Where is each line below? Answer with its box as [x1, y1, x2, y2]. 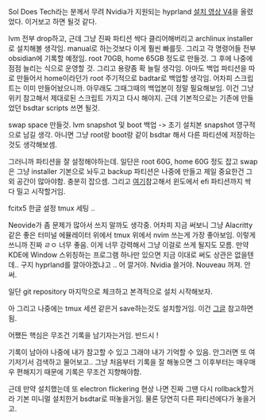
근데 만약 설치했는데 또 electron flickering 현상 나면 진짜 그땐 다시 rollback [8, 384, 241, 393]
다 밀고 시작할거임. [8, 187, 66, 196]
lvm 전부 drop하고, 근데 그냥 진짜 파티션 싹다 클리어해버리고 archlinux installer [8, 34, 253, 43]
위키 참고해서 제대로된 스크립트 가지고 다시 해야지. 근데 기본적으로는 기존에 [8, 94, 240, 102]
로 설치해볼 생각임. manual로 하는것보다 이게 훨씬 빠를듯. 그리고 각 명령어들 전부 [8, 44, 256, 53]
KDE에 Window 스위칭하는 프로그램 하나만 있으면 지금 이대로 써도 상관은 [8, 250, 233, 260]
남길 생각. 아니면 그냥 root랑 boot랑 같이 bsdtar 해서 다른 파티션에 [22, 130, 229, 139]
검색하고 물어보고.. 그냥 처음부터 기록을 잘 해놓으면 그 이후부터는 [35, 357, 235, 367]
